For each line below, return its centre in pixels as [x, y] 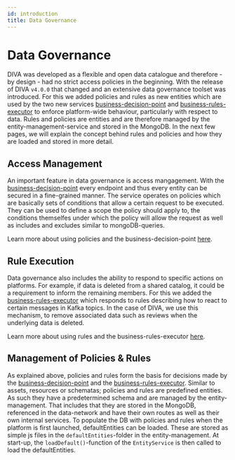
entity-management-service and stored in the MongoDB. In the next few [112, 126]
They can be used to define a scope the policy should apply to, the [104, 211]
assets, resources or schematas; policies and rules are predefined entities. [115, 390]
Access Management [55, 163]
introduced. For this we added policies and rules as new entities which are [114, 97]
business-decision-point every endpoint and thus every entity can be [107, 188]
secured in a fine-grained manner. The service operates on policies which [114, 196]
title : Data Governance [42, 20]
